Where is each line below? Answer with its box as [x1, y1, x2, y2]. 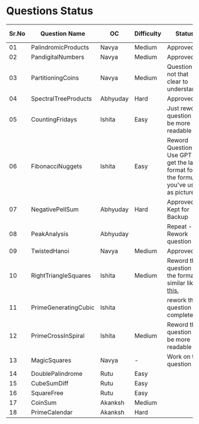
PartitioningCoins [31, 73, 79, 81]
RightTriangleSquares [31, 271, 91, 279]
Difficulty [134, 29, 162, 37]
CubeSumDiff [31, 379, 69, 387]
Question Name [40, 29, 86, 37]
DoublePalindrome [31, 369, 83, 378]
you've [166, 180, 187, 189]
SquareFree [31, 388, 64, 397]
